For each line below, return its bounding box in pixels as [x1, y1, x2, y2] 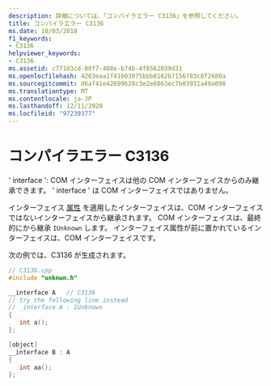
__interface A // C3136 [8, 288, 95, 296]
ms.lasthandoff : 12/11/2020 [8, 102, 104, 110]
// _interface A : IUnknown [8, 303, 104, 312]
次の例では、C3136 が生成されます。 [8, 250, 131, 260]
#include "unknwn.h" [8, 274, 78, 282]
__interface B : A [8, 348, 70, 356]
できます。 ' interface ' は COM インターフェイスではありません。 [15, 185, 233, 195]
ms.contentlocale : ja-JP [8, 95, 92, 103]
